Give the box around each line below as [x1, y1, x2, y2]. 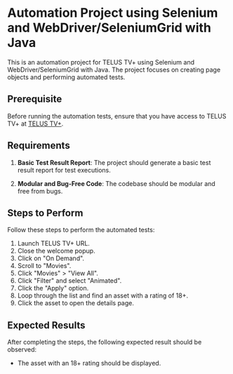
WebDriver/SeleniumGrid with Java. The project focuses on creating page [7, 65, 221, 74]
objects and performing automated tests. [7, 72, 126, 81]
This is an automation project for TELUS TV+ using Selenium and [7, 58, 195, 66]
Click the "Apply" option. [17, 284, 89, 293]
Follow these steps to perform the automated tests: [7, 226, 155, 234]
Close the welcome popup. [17, 247, 96, 255]
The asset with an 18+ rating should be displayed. [17, 359, 161, 368]
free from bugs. [17, 187, 63, 195]
